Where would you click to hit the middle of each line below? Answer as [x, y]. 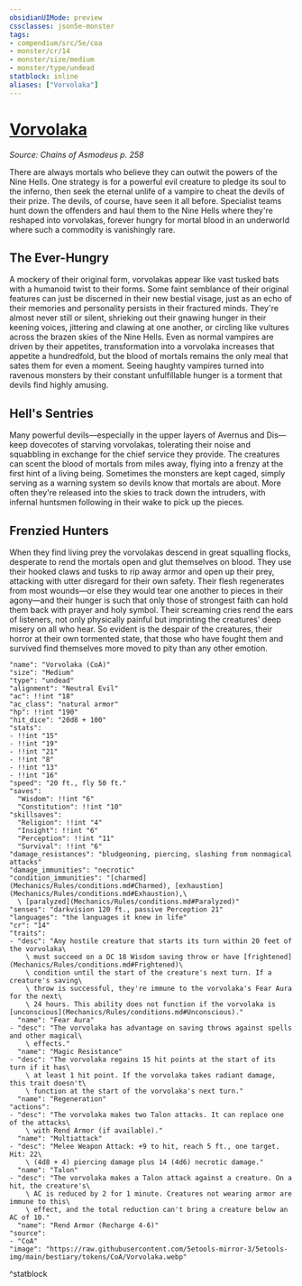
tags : [19, 34]
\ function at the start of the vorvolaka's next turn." [135, 1091]
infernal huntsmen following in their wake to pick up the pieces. [127, 503]
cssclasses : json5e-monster [62, 26]
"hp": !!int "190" [44, 712]
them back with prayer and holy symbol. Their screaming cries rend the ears [151, 610]
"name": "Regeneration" [62, 1099]
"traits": [28, 933]
